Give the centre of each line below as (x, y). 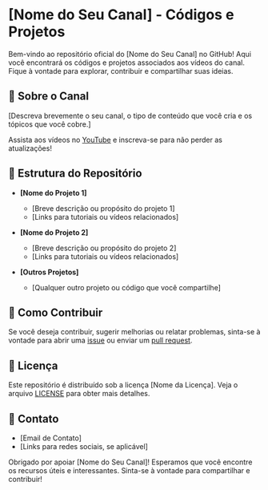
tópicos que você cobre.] (50, 124)
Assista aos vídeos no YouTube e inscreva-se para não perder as (115, 140)
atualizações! (30, 148)
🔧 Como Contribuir (56, 312)
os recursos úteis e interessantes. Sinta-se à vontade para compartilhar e (129, 470)
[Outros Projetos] (49, 272)
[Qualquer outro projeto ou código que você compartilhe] (126, 287)
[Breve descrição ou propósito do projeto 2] (104, 248)
